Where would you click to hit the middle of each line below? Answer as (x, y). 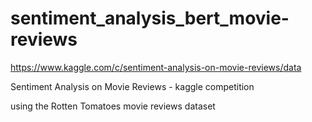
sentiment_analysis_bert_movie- (150, 18)
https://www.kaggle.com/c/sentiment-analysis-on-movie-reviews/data (156, 67)
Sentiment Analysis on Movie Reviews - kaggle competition (132, 86)
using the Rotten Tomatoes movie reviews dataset (113, 106)
